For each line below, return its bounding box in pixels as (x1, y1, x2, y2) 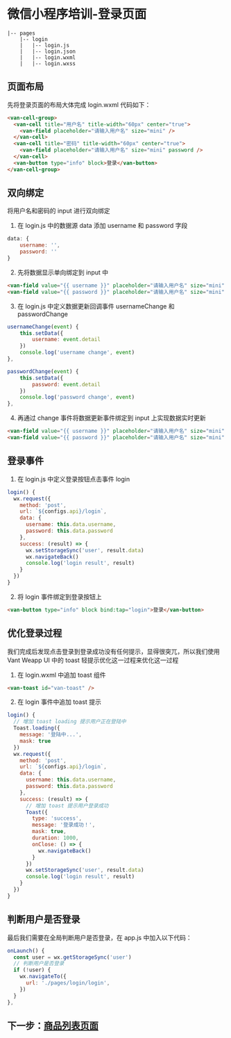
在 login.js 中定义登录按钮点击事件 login (17, 475, 130, 483)
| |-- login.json (19, 48, 76, 55)
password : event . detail (32, 381, 101, 388)
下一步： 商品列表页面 (7, 1019, 99, 1032)
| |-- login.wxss (19, 60, 76, 67)
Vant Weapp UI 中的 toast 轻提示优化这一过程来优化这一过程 (7, 656, 179, 664)
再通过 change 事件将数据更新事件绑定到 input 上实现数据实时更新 (17, 414, 206, 422)
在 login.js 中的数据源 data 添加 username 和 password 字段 (17, 222, 188, 230)
